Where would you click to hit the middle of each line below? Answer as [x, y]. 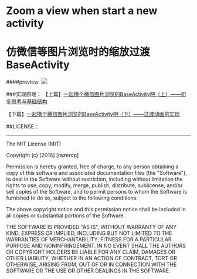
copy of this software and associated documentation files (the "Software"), [97, 173]
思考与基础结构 [29, 102]
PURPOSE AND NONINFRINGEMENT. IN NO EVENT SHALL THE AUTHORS [96, 246]
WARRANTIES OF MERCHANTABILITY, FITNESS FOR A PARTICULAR [89, 240]
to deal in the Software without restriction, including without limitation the [94, 179]
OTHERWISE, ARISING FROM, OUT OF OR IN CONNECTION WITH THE [91, 265]
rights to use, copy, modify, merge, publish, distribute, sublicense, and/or [94, 185]
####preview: [23, 82]
